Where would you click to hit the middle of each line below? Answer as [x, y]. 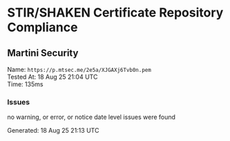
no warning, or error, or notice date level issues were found [92, 117]
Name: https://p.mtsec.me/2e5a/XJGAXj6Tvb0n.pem [79, 69]
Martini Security [43, 53]
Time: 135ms [25, 84]
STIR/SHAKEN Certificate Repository [115, 13]
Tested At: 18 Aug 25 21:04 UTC [52, 77]
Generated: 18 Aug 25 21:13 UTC [53, 131]
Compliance [42, 27]
